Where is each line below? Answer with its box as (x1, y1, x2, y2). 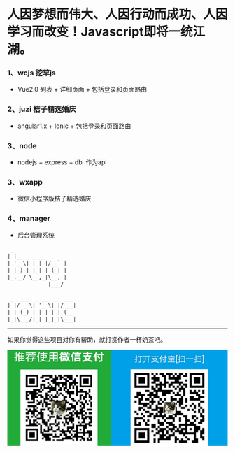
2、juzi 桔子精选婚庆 (7, 104, 77, 114)
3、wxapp (7, 178, 43, 187)
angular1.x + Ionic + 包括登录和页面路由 (17, 122, 131, 130)
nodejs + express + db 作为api (17, 158, 107, 166)
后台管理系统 (17, 231, 55, 239)
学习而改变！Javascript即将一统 (7, 24, 194, 40)
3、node (7, 141, 37, 150)
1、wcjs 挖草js (7, 68, 56, 78)
